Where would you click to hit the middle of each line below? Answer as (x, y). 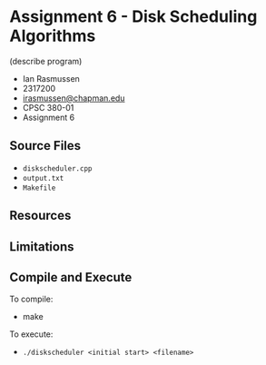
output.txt (43, 178)
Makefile (39, 188)
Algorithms (53, 36)
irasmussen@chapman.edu (74, 98)
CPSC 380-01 (48, 107)
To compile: (31, 299)
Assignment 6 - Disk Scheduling (133, 17)
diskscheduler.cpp (57, 168)
